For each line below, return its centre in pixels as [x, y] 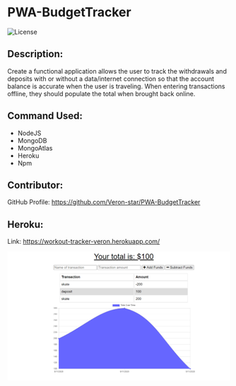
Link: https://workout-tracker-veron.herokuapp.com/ [84, 242]
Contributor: [35, 185]
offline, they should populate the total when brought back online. [101, 93]
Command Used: [45, 116]
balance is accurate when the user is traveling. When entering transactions [116, 86]
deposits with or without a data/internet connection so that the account [111, 78]
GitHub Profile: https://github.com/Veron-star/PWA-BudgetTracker [104, 202]
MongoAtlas [35, 148]
